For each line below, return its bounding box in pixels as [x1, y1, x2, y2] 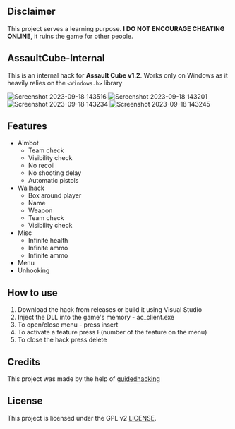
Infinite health [28, 236, 68, 245]
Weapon [28, 206, 53, 214]
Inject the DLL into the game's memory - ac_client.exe [17, 313, 175, 322]
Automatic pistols [28, 176, 79, 185]
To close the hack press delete [17, 335, 107, 344]
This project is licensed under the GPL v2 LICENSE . [7, 413, 157, 422]
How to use [7, 286, 58, 298]
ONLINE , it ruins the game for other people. [7, 32, 133, 40]
